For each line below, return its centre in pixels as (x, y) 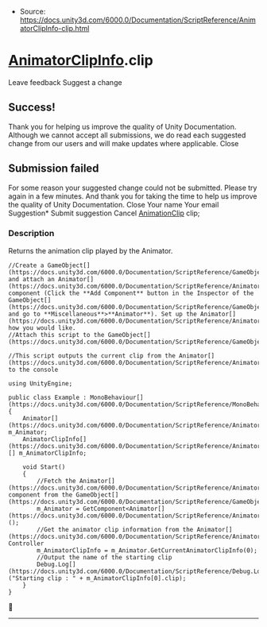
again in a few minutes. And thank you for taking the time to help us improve (133, 196)
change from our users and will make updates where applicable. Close (124, 143)
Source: (33, 12)
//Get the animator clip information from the (115, 529)
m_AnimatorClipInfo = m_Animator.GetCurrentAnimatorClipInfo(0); (147, 550)
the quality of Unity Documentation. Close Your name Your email (114, 204)
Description (31, 234)
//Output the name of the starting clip (104, 557)
